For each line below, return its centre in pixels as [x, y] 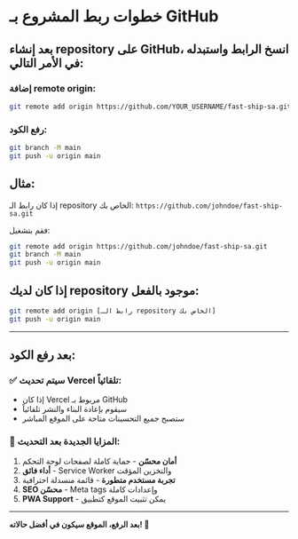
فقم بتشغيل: [30, 230]
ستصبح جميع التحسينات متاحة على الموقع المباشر [103, 418]
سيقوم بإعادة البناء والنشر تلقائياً [74, 409]
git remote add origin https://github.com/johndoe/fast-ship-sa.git [138, 246]
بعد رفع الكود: [43, 356]
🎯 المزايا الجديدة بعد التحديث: [65, 441]
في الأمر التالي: [47, 63]
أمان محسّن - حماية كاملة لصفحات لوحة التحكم [99, 461]
